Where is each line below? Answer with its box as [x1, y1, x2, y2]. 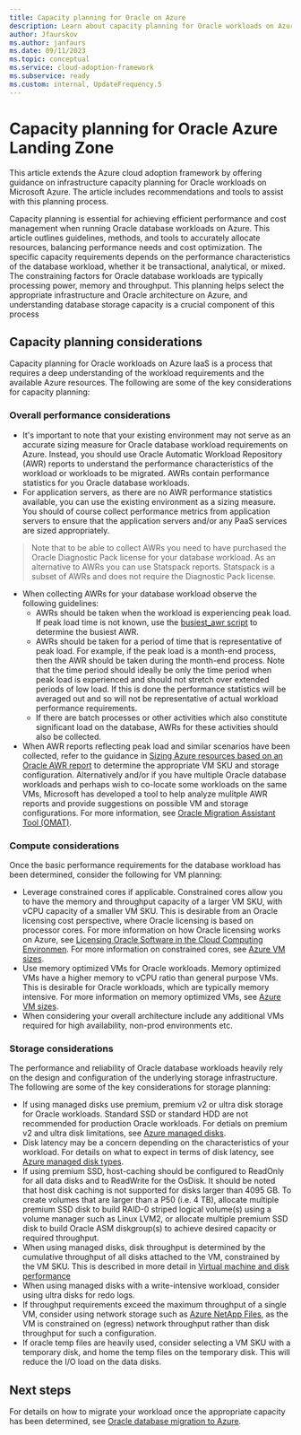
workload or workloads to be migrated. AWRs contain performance [21, 467, 271, 478]
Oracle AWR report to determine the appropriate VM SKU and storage [21, 760, 279, 770]
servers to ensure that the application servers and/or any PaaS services [21, 515, 288, 526]
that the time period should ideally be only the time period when [35, 665, 272, 675]
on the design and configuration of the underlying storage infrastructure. [9, 1073, 278, 1083]
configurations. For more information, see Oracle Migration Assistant [21, 807, 276, 818]
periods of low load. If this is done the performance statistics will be [35, 683, 287, 694]
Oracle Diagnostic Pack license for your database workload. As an [30, 552, 276, 562]
